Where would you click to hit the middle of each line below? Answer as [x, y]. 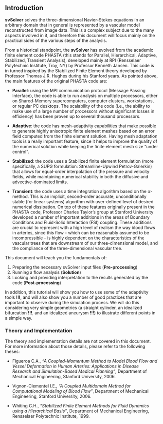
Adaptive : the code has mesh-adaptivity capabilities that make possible [84, 126]
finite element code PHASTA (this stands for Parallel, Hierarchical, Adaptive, [81, 55]
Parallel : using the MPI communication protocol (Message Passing [79, 90]
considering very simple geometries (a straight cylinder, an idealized [74, 308]
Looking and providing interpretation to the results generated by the [80, 277]
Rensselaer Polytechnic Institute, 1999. [51, 416]
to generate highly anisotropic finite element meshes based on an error [83, 131]
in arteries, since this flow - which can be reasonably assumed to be [81, 232]
